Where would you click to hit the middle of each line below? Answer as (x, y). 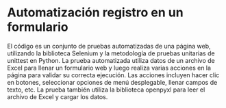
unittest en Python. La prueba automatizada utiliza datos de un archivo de (111, 60)
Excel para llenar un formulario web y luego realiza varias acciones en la (109, 68)
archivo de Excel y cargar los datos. (58, 96)
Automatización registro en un (95, 13)
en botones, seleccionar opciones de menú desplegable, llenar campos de (112, 82)
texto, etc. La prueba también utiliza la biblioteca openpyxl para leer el (106, 90)
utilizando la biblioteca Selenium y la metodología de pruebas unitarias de (111, 53)
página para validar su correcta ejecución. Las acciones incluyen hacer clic (113, 75)
